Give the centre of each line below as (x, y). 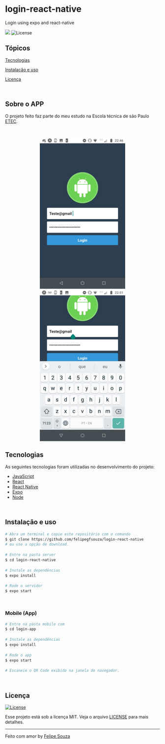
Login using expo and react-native (40, 23)
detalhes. (14, 722)
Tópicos (18, 48)
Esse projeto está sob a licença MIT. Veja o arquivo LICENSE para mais (77, 717)
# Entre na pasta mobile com (35, 624)
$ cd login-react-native (30, 560)
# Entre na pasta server (30, 555)
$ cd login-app (21, 629)
